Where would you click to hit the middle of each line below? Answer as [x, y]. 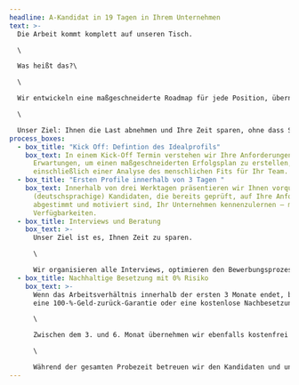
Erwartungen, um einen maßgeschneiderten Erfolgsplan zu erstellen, [162, 164]
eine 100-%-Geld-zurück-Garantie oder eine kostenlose [137, 303]
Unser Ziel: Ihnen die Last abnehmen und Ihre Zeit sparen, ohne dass [151, 130]
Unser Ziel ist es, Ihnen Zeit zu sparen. [113, 238]
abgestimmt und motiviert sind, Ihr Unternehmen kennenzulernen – [158, 205]
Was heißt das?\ [47, 66]
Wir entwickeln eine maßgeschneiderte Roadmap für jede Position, [143, 99]
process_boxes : [37, 139]
